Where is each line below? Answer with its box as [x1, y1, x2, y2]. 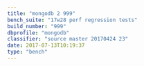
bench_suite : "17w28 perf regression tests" [7, 16, 138, 23]
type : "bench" [7, 49, 48, 56]
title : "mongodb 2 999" [7, 10, 76, 17]
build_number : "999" [7, 23, 67, 30]
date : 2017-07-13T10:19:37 [7, 42, 85, 49]
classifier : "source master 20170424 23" [7, 36, 129, 43]
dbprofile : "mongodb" [7, 29, 70, 36]
